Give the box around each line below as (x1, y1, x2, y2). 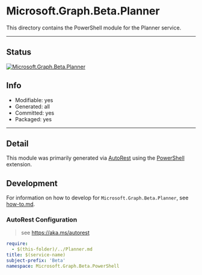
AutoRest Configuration (6, 216, 78, 224)
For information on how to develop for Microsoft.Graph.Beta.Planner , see (6, 194, 189, 202)
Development (6, 178, 58, 189)
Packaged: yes (14, 115, 52, 122)
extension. (6, 161, 32, 168)
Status (6, 47, 32, 58)
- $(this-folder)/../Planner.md (11, 246, 93, 253)
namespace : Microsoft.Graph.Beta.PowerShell (6, 263, 120, 269)
